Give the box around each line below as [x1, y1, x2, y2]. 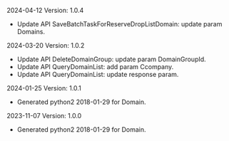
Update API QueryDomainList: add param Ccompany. [16, 63, 174, 70]
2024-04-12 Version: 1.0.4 [6, 6, 84, 14]
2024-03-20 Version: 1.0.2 [6, 41, 85, 49]
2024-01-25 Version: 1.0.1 [6, 84, 81, 92]
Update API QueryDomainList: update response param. [16, 70, 179, 78]
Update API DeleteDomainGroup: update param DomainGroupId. [16, 55, 206, 63]
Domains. [16, 28, 46, 36]
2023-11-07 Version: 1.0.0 [6, 112, 82, 120]
